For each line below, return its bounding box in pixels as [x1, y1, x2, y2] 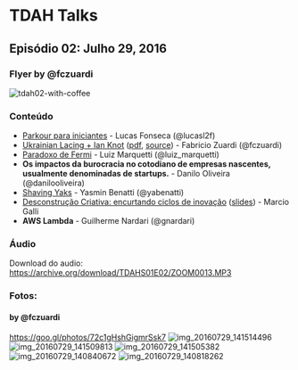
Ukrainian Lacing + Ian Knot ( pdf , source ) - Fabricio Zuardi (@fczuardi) [21, 140, 283, 151]
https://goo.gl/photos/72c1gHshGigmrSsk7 [9, 332, 167, 342]
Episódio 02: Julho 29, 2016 [9, 41, 168, 56]
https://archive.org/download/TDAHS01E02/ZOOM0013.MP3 [9, 267, 232, 278]
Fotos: [9, 290, 37, 302]
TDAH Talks [9, 5, 98, 26]
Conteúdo [9, 110, 54, 122]
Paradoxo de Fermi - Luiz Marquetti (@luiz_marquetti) [21, 149, 220, 160]
